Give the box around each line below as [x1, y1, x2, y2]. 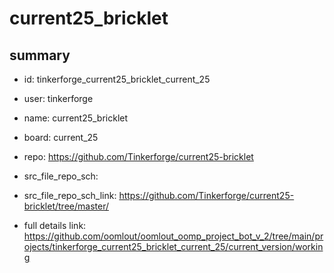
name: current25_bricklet [23, 112, 129, 124]
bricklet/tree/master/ [23, 200, 109, 212]
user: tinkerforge [23, 93, 94, 104]
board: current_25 [23, 132, 99, 143]
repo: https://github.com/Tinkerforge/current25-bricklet [23, 151, 254, 162]
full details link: [23, 220, 87, 231]
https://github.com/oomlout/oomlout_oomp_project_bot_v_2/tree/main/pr [23, 230, 324, 242]
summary [9, 47, 71, 64]
